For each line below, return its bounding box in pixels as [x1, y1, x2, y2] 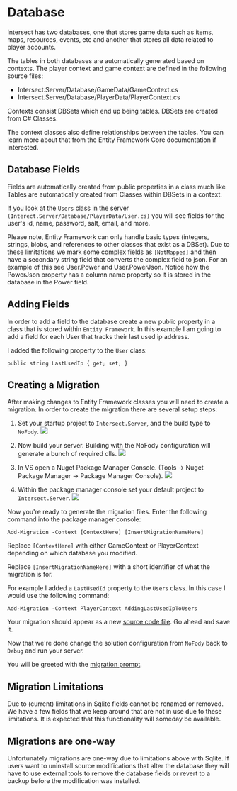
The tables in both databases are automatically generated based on [7, 56, 204, 65]
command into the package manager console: [7, 515, 141, 524]
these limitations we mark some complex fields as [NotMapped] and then [7, 248, 216, 256]
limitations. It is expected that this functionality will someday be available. [7, 714, 221, 724]
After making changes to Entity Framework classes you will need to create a [7, 398, 229, 406]
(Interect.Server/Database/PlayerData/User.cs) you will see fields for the [7, 211, 225, 220]
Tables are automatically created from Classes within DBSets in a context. [7, 189, 223, 199]
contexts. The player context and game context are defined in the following [7, 64, 226, 72]
